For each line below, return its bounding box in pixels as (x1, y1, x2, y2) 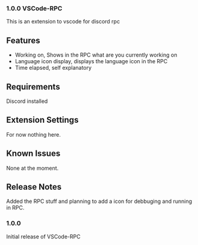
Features (6, 35, 40, 46)
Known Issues (6, 149, 61, 159)
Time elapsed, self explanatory (14, 64, 92, 72)
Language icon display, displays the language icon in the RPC (14, 58, 168, 65)
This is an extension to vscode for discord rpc (6, 18, 120, 25)
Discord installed (6, 98, 48, 105)
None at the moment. (6, 164, 59, 172)
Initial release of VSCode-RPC (6, 233, 81, 240)
